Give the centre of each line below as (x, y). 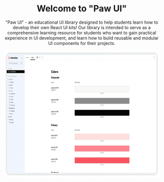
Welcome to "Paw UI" (82, 9)
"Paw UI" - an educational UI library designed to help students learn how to (82, 22)
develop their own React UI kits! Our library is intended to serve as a (82, 27)
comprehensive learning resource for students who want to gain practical (82, 33)
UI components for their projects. (82, 43)
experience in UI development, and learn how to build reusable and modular (82, 38)
